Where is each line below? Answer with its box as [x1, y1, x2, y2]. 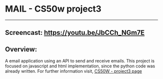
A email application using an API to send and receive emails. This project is [5, 58, 155, 64]
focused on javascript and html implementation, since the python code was [5, 63, 155, 69]
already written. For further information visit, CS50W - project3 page [5, 68, 142, 74]
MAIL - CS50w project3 [5, 3, 102, 15]
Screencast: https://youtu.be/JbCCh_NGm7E [5, 29, 145, 37]
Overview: [5, 45, 37, 53]
